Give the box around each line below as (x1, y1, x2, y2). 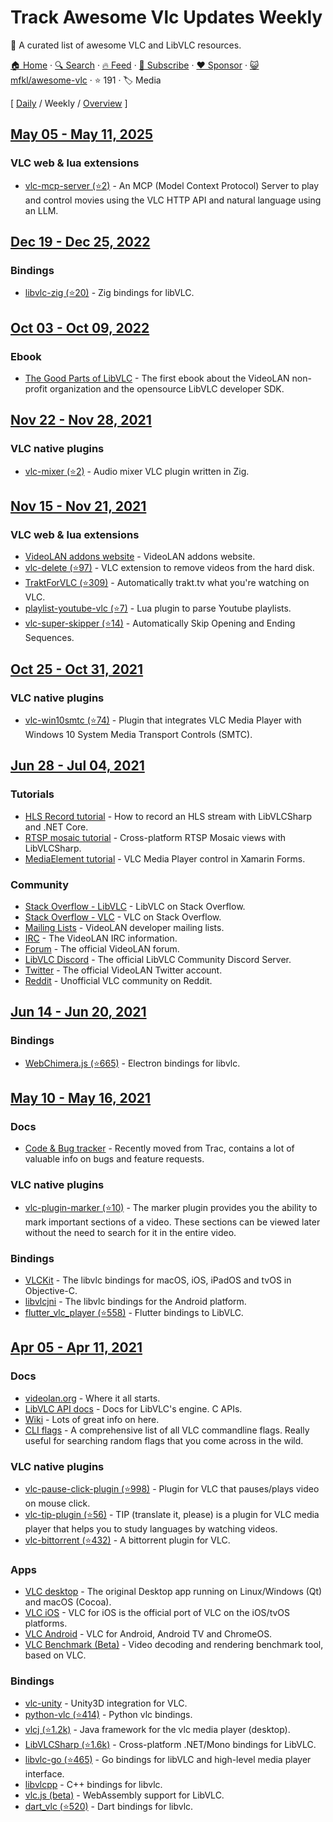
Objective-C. (24, 1285, 78, 1297)
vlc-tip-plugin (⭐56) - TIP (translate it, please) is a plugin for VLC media (24, 1509, 320, 1520)
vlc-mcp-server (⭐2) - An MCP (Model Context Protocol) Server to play (24, 179, 320, 191)
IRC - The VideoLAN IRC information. (24, 932, 178, 945)
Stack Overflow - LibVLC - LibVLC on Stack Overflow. (24, 901, 246, 913)
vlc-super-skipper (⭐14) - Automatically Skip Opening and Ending (24, 617, 296, 630)
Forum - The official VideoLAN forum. (24, 943, 180, 955)
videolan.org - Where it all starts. (24, 1392, 161, 1404)
